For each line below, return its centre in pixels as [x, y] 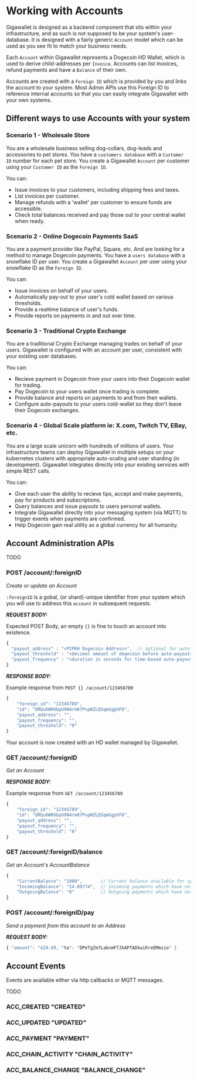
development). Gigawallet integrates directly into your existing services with [98, 464]
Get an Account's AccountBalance [48, 865]
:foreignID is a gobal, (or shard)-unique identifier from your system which [96, 597]
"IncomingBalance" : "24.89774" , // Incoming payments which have [99, 887]
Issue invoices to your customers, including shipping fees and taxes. [97, 190]
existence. [18, 632]
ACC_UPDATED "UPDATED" [46, 1022]
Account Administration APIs [60, 543]
